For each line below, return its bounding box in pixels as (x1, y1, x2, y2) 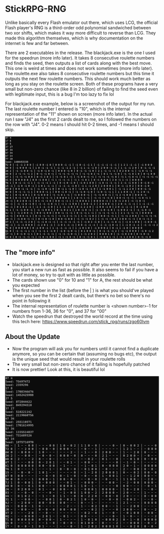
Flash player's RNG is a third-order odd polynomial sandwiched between (5, 24, 151, 30)
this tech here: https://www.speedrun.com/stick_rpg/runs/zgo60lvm (12, 318, 150, 324)
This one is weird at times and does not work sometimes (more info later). (5, 65, 153, 71)
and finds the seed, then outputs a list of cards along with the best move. (5, 60, 152, 66)
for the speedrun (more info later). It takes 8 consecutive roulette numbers (5, 55, 155, 61)
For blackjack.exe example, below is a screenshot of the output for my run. (5, 101, 155, 106)
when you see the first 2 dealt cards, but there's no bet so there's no (12, 292, 150, 298)
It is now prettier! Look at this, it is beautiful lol (12, 366, 105, 372)
